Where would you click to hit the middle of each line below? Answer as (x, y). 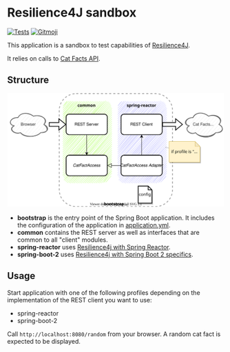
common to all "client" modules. (62, 240)
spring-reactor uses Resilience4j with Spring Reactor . (94, 247)
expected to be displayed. (44, 341)
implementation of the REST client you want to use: (80, 300)
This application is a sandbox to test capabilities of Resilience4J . (99, 45)
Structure (28, 80)
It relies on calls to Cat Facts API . (54, 58)
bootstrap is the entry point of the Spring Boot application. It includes (116, 218)
